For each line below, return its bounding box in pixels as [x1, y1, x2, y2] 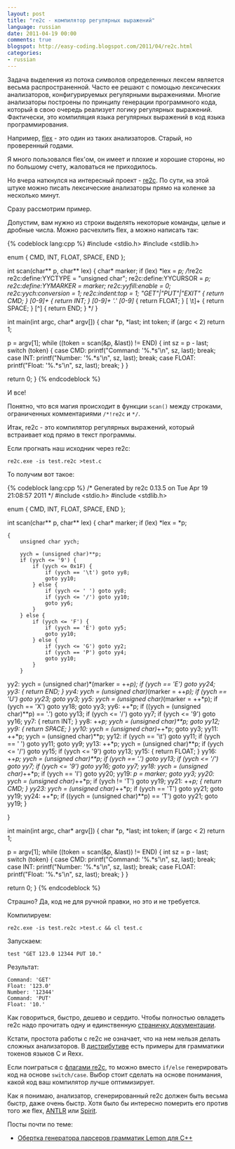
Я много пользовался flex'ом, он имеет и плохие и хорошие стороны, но [7, 155, 225, 163]
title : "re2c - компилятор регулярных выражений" [7, 17, 156, 24]
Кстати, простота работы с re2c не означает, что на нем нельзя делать [7, 1034, 221, 1043]
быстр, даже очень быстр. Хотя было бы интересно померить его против [7, 1098, 228, 1108]
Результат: [7, 963, 39, 971]
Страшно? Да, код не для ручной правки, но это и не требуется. [7, 897, 201, 906]
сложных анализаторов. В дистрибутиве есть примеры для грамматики [7, 1041, 224, 1050]
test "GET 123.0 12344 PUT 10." [7, 950, 102, 957]
